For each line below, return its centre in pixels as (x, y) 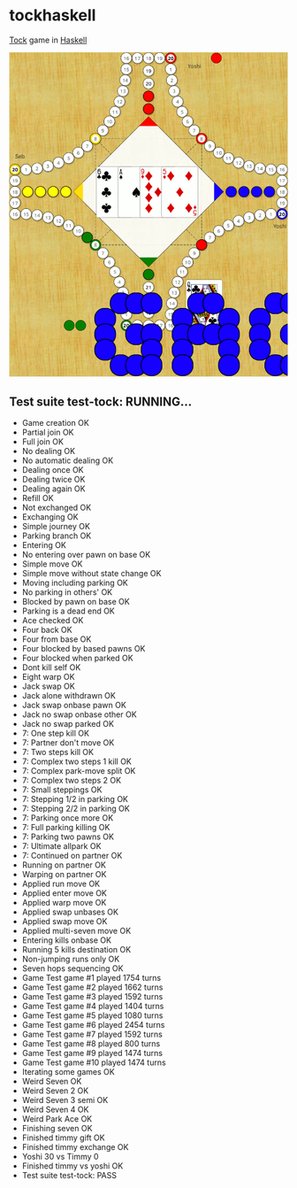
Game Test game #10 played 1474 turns (94, 1062)
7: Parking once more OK (68, 818)
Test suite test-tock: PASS (69, 1176)
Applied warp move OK (64, 903)
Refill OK (38, 498)
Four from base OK (57, 639)
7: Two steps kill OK (58, 752)
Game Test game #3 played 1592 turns (92, 997)
